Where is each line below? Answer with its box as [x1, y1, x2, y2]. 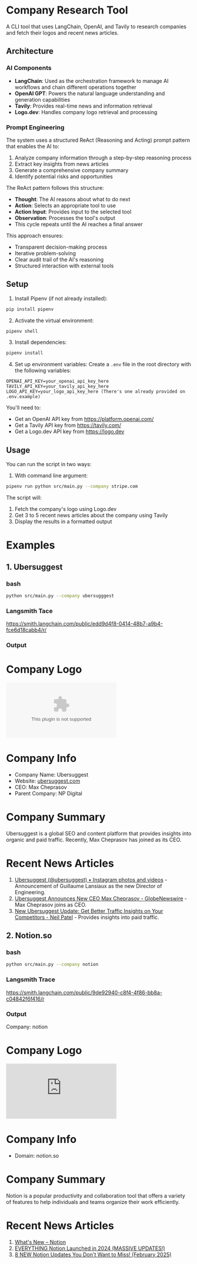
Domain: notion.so [14, 1152, 59, 1159]
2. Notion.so [6, 931, 52, 941]
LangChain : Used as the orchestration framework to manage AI [14, 77, 169, 84]
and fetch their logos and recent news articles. [6, 29, 119, 36]
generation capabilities [14, 96, 71, 103]
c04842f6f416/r [6, 995, 45, 1002]
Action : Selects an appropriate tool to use [14, 202, 116, 209]
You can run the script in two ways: [6, 461, 92, 468]
